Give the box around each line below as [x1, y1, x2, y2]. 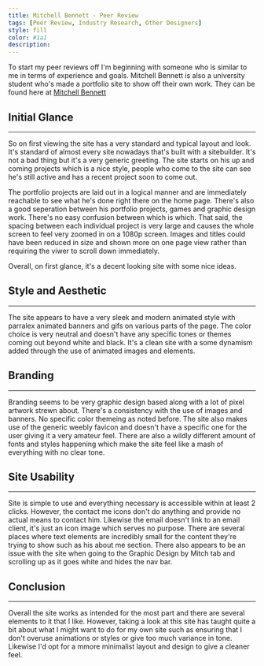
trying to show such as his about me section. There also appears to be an [8, 541, 246, 550]
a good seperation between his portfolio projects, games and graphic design [8, 204, 256, 214]
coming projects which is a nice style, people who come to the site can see [8, 163, 251, 173]
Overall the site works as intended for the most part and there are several [8, 608, 245, 618]
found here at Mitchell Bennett [8, 87, 107, 97]
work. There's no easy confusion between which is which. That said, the [8, 212, 243, 221]
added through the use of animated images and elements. [8, 346, 196, 355]
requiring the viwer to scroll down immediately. [8, 246, 159, 255]
